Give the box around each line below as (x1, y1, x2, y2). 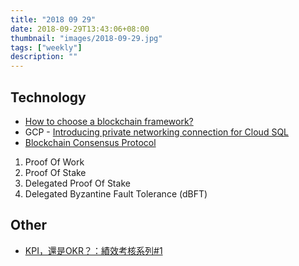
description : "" (10, 52, 78, 62)
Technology (10, 89, 87, 106)
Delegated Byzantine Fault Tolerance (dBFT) (24, 187, 208, 200)
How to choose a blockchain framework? (24, 115, 194, 127)
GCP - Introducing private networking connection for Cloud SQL (24, 126, 290, 138)
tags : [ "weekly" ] (10, 42, 83, 53)
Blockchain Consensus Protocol (24, 136, 157, 148)
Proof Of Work (24, 156, 85, 168)
